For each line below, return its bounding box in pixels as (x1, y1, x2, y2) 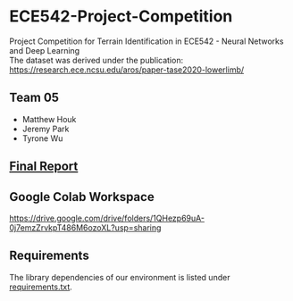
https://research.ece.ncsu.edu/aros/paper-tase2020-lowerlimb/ (9, 64, 245, 75)
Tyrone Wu (21, 132, 63, 144)
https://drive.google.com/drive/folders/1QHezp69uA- (9, 213, 205, 223)
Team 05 (9, 90, 60, 105)
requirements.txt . (9, 281, 73, 292)
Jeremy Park (21, 123, 70, 134)
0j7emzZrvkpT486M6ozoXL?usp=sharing (9, 222, 162, 233)
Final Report (9, 159, 79, 174)
